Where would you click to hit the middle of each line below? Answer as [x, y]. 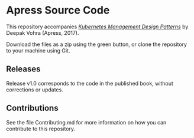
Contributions [32, 108]
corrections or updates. [35, 90]
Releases [23, 69]
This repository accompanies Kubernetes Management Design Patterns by [97, 27]
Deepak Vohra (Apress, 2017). [43, 32]
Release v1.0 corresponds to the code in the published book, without [90, 83]
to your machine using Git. [38, 50]
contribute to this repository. [41, 129]
